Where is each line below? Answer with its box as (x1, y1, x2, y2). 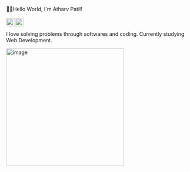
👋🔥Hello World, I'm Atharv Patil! (6, 6, 82, 12)
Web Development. (6, 37, 53, 43)
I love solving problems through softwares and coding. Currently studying (6, 31, 185, 38)
